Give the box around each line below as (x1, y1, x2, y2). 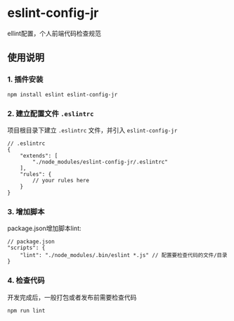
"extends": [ (20, 152, 58, 159)
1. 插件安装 (7, 75, 44, 84)
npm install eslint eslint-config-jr (7, 91, 118, 98)
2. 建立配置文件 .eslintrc (7, 108, 94, 118)
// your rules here (32, 177, 90, 184)
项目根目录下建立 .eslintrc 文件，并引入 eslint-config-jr (7, 125, 178, 134)
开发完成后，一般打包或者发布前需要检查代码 (7, 293, 137, 301)
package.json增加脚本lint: (7, 224, 82, 233)
